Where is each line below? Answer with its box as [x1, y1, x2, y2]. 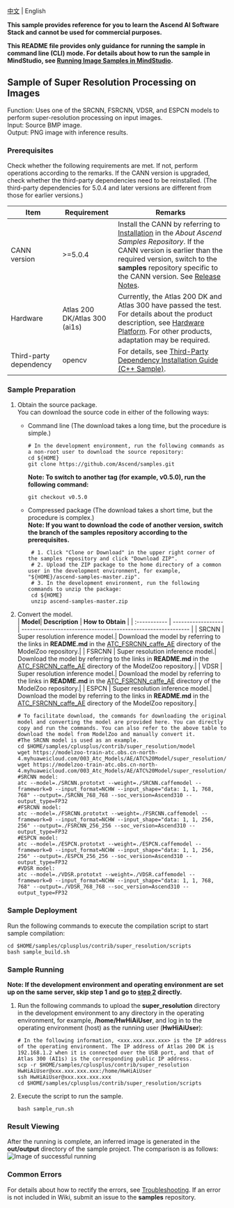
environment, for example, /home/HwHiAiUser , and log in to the [17, 1016, 202, 1024]
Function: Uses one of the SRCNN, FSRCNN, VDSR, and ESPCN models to [7, 106, 219, 114]
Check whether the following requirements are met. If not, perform [7, 162, 198, 170]
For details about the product [118, 309, 213, 319]
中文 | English [7, 7, 47, 15]
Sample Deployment [7, 905, 78, 915]
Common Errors [7, 1170, 62, 1179]
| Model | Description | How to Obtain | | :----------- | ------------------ [17, 618, 224, 626]
